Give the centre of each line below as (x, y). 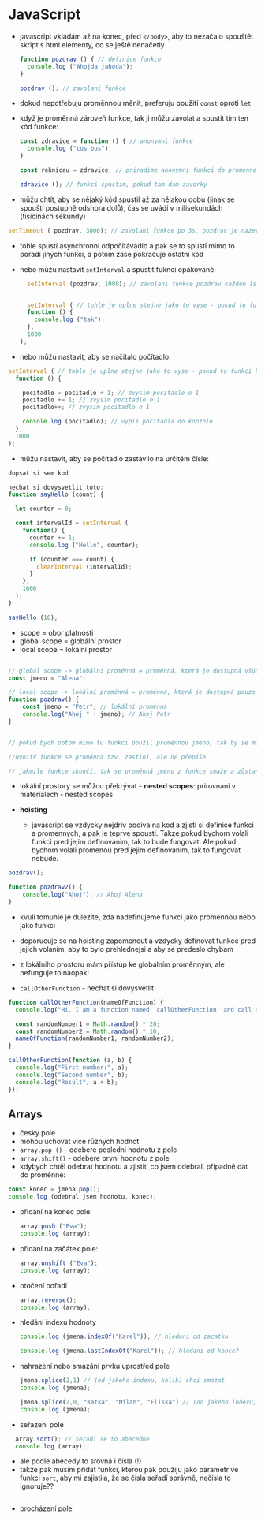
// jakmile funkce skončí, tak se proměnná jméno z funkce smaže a (121, 771)
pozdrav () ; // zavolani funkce (73, 88)
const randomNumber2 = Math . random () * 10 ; (88, 1031)
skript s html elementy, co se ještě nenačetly (92, 44)
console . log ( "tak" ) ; (69, 320)
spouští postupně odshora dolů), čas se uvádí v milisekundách (121, 207)
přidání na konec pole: (56, 1212)
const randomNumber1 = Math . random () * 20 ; (88, 1024)
